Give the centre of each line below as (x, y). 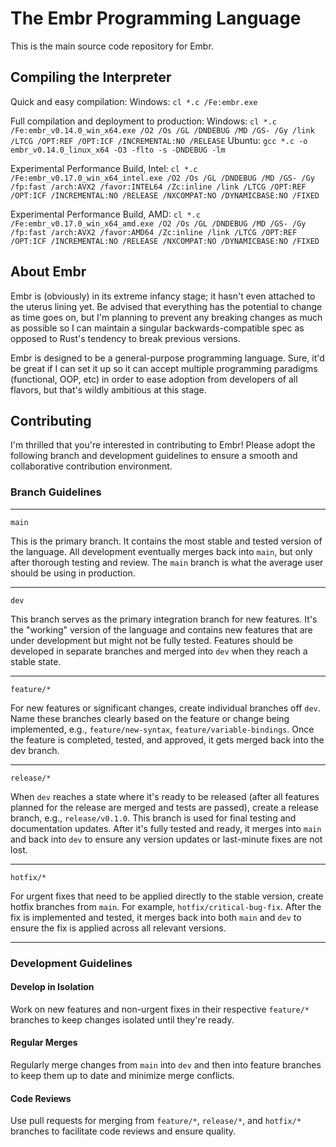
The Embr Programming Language (156, 18)
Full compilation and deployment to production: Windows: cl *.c (143, 121)
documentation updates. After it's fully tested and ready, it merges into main (166, 828)
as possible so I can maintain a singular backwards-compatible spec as (157, 328)
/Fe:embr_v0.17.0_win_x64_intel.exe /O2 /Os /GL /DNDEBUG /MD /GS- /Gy (162, 178)
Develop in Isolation (52, 987)
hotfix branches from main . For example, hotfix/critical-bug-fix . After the (166, 906)
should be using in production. (73, 573)
